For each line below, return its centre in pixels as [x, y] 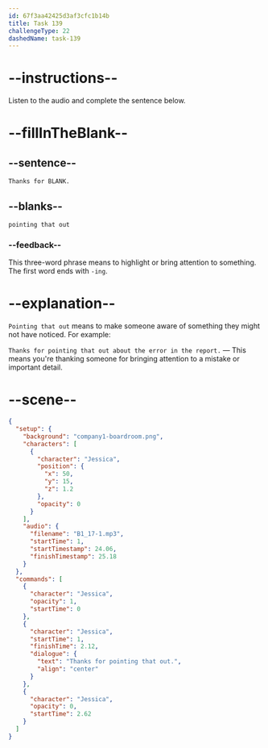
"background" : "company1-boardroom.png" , [93, 437]
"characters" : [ [50, 444]
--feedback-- [35, 244]
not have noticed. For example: [60, 335]
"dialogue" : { [54, 654]
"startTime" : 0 [55, 609]
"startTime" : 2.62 [60, 714]
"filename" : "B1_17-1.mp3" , [77, 534]
